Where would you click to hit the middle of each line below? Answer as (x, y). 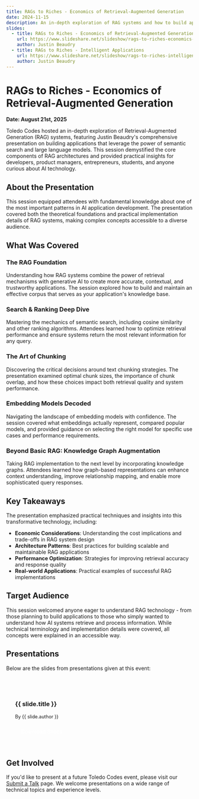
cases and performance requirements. (53, 435)
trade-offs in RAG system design (54, 539)
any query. (19, 341)
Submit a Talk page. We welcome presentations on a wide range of (88, 784)
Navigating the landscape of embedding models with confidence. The (91, 416)
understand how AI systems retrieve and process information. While (89, 622)
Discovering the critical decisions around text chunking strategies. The (92, 369)
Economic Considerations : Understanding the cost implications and (98, 533)
